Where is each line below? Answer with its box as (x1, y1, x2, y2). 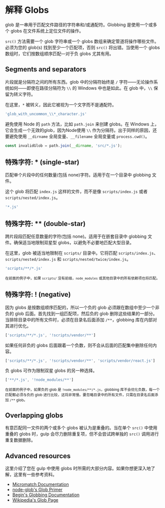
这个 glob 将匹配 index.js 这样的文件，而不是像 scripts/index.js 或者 (5, 189, 148, 194)
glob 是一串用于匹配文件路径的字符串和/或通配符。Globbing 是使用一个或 (5, 22, 153, 28)
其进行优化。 (5, 323, 31, 329)
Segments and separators (5, 65, 87, 74)
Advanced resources (5, 451, 71, 460)
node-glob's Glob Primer (12, 486, 63, 492)
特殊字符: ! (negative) (5, 290, 71, 299)
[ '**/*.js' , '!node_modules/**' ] (5, 378, 74, 382)
